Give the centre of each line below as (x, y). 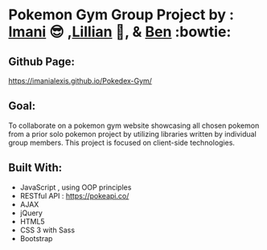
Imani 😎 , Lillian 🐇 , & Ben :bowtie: (120, 32)
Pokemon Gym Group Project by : (121, 15)
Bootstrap (36, 238)
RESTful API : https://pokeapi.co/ (74, 195)
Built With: (35, 168)
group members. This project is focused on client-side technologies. (122, 142)
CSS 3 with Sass (47, 230)
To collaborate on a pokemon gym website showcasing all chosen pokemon (134, 125)
